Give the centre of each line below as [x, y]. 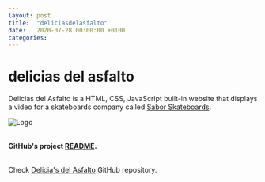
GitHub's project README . [53, 146]
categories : [28, 38]
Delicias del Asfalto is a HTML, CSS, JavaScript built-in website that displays [133, 99]
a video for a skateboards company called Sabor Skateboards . [110, 107]
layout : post [30, 15]
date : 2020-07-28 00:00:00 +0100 [67, 30]
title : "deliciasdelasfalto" [58, 23]
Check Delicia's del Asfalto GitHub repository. [83, 170]
